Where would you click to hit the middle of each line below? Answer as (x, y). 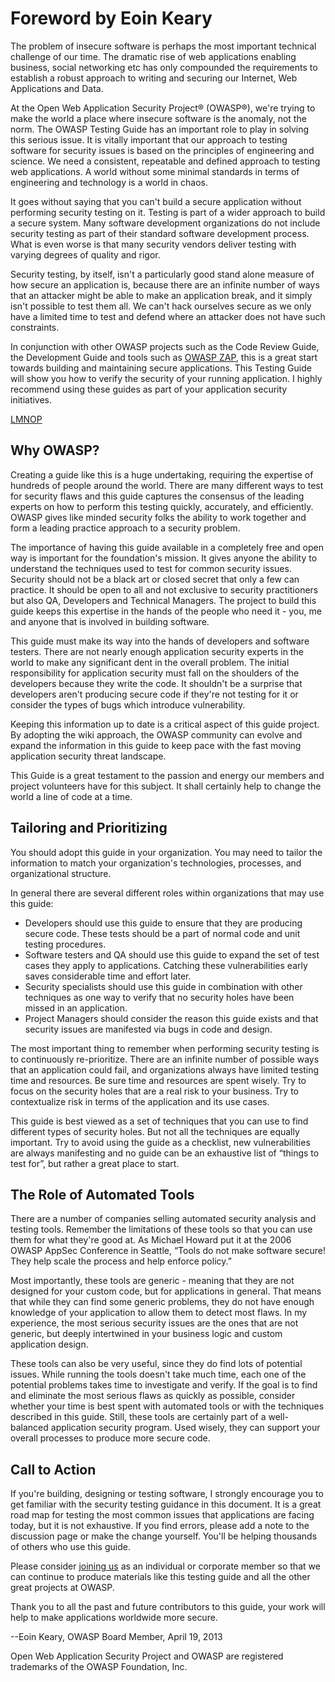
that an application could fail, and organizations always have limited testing (165, 1069)
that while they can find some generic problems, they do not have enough (162, 1302)
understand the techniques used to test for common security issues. (151, 568)
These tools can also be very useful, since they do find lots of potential (156, 1364)
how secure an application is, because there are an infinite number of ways (165, 284)
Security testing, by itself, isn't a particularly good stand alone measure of (162, 274)
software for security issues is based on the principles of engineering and (162, 150)
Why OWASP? (55, 450)
